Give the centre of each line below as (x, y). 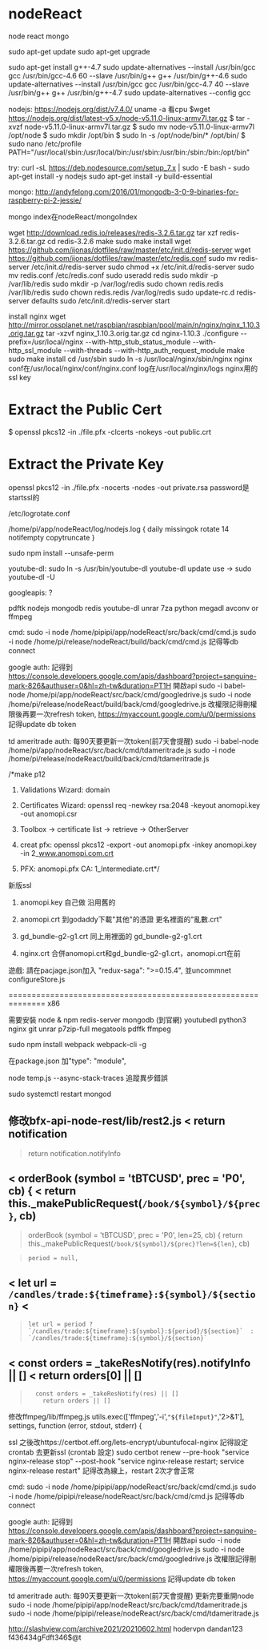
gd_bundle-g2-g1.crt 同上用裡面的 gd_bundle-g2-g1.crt (111, 936)
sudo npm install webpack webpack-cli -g (77, 1044)
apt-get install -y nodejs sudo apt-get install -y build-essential (110, 176)
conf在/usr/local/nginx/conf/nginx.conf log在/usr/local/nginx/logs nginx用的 (133, 368)
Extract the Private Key (86, 464)
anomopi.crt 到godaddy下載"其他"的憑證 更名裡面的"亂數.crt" (121, 919)
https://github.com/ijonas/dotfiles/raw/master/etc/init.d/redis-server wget (130, 250)
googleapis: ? (30, 592)
